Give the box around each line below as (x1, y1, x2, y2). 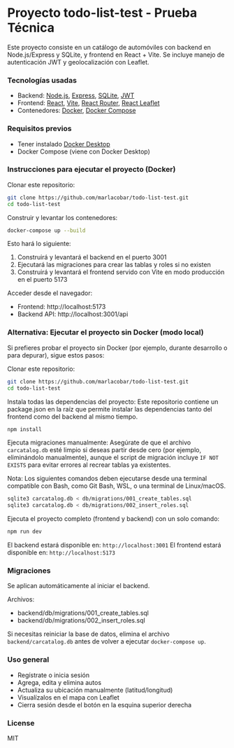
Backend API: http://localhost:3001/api (17, 310, 129, 318)
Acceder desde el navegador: (7, 289, 93, 297)
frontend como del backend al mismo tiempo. (7, 412, 138, 421)
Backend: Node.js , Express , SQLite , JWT (17, 91, 135, 100)
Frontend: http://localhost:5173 (17, 303, 106, 311)
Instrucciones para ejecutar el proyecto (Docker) (7, 165, 176, 175)
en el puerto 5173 (17, 276, 68, 284)
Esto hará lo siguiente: (7, 240, 71, 248)
